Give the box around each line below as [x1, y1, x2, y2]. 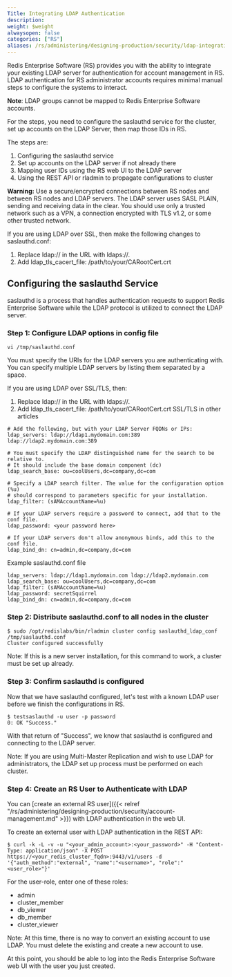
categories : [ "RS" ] [7, 36, 64, 43]
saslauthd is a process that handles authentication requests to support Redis [7, 296, 225, 304]
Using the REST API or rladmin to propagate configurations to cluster [17, 174, 213, 182]
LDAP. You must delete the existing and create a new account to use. [7, 941, 204, 949]
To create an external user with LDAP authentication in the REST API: [7, 828, 203, 836]
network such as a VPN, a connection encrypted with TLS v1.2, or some [7, 209, 212, 217]
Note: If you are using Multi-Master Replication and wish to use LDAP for [7, 752, 214, 761]
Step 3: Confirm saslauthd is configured [7, 677, 144, 687]
